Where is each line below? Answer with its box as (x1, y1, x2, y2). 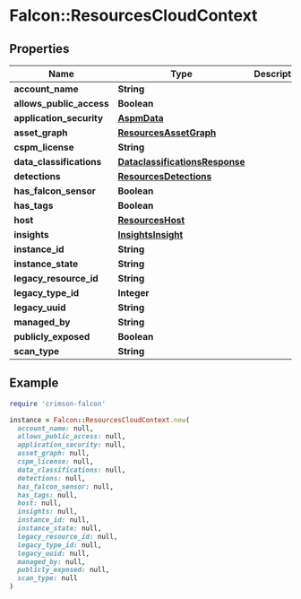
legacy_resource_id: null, (17, 532, 118, 541)
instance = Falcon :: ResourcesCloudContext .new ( (9, 415, 191, 424)
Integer (117, 287, 150, 299)
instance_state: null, (17, 524, 102, 534)
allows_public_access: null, (17, 432, 126, 441)
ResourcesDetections (117, 170, 212, 182)
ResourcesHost (117, 214, 185, 226)
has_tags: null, (17, 490, 78, 499)
